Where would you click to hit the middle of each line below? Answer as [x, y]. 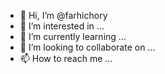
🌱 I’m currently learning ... [73, 36]
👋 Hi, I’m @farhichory [63, 15]
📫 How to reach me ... [66, 58]
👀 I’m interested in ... [62, 26]
